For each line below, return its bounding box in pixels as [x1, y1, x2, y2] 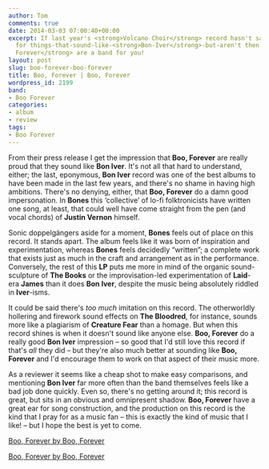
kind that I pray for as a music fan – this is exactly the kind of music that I [8, 411, 248, 421]
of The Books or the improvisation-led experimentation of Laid [41, 270, 248, 280]
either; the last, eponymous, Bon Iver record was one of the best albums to [8, 170, 256, 179]
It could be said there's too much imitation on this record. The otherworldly [8, 303, 255, 312]
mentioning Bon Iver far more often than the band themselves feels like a [8, 378, 249, 387]
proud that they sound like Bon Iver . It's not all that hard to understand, [8, 161, 243, 170]
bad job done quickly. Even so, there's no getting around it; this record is [8, 386, 248, 396]
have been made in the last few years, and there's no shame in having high [8, 178, 255, 188]
